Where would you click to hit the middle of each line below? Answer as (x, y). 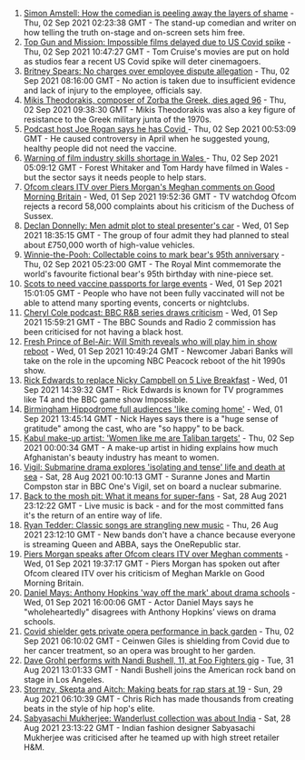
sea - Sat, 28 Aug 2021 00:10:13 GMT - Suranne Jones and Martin (147, 477)
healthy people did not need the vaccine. (100, 148)
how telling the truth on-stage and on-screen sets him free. (134, 32)
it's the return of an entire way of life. (93, 515)
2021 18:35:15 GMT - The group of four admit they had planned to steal (156, 235)
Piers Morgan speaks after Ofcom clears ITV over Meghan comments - (156, 554)
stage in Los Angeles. (64, 680)
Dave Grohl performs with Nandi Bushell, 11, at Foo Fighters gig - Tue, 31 (158, 660)
